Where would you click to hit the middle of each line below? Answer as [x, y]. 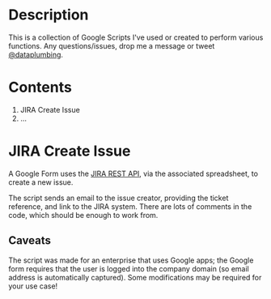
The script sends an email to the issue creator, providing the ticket [119, 198]
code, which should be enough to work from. [83, 215]
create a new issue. [41, 182]
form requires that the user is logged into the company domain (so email [129, 268]
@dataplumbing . [36, 54]
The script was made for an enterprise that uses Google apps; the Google [131, 260]
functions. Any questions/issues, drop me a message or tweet [112, 45]
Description [49, 15]
